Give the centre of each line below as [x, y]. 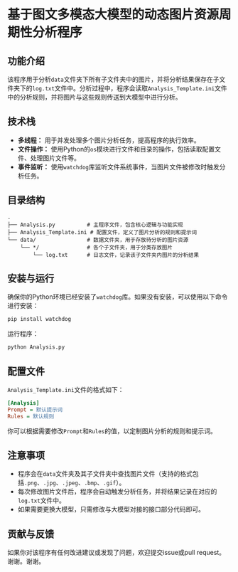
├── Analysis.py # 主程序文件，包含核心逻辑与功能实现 [95, 225]
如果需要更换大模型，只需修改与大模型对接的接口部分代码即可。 [111, 509]
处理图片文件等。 [55, 158]
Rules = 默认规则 [31, 416]
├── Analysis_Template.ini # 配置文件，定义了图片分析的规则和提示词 [102, 232]
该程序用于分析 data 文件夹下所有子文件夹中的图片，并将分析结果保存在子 [113, 79]
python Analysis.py [36, 347]
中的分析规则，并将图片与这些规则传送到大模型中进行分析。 [94, 97]
